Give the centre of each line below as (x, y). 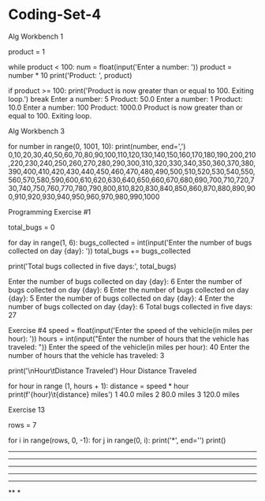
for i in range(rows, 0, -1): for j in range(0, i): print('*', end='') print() (117, 440)
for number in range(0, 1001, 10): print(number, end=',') (97, 146)
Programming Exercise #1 (50, 211)
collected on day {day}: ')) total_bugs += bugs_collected (99, 251)
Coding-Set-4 (55, 15)
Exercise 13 (27, 409)
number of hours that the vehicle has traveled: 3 (86, 355)
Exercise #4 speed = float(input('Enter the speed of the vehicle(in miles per (131, 330)
